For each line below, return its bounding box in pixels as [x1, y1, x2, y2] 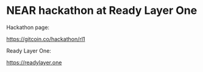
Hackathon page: [6, 24, 50, 31]
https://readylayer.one [6, 59, 62, 66]
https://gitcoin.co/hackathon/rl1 [6, 35, 85, 42]
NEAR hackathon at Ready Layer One [6, 4, 198, 18]
